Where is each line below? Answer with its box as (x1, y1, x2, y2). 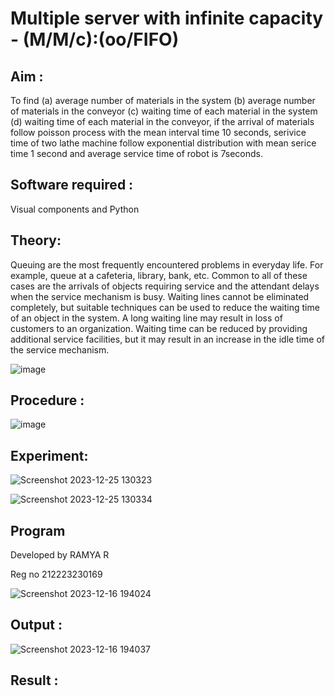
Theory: (10, 232, 62, 249)
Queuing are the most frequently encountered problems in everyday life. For (10, 258, 324, 271)
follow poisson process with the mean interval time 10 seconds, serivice (10, 127, 307, 138)
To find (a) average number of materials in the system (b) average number (10, 95, 316, 106)
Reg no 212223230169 (10, 568, 103, 581)
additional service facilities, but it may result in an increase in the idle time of (10, 333, 326, 345)
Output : (10, 617, 63, 634)
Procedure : (10, 392, 85, 409)
